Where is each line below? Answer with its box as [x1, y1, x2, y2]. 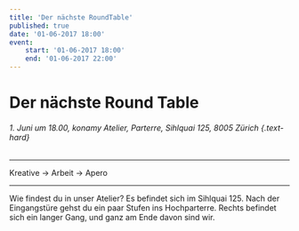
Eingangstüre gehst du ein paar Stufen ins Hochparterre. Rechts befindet [9, 203, 278, 213]
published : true [9, 21, 69, 30]
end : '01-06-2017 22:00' [25, 54, 117, 63]
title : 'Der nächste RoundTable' [9, 12, 133, 22]
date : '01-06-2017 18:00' [9, 29, 105, 38]
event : [9, 37, 34, 47]
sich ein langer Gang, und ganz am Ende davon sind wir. [9, 212, 215, 223]
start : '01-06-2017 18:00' [25, 46, 125, 55]
